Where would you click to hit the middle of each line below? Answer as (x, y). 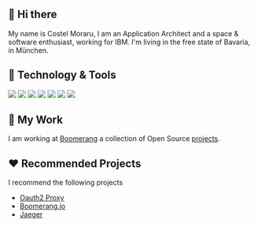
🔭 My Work (35, 120)
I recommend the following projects (66, 183)
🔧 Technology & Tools (62, 75)
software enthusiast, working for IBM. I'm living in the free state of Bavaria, (129, 42)
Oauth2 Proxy (42, 198)
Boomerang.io (42, 207)
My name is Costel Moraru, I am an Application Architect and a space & (123, 33)
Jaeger (31, 214)
